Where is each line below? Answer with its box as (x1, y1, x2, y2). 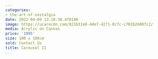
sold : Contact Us (5, 41, 42, 46)
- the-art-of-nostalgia (5, 12, 56, 17)
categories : (5, 7, 30, 13)
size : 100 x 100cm (5, 36, 44, 41)
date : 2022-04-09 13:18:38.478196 (5, 17, 79, 22)
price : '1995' (5, 31, 36, 36)
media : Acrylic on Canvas (5, 26, 60, 32)
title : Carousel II (5, 45, 47, 50)
